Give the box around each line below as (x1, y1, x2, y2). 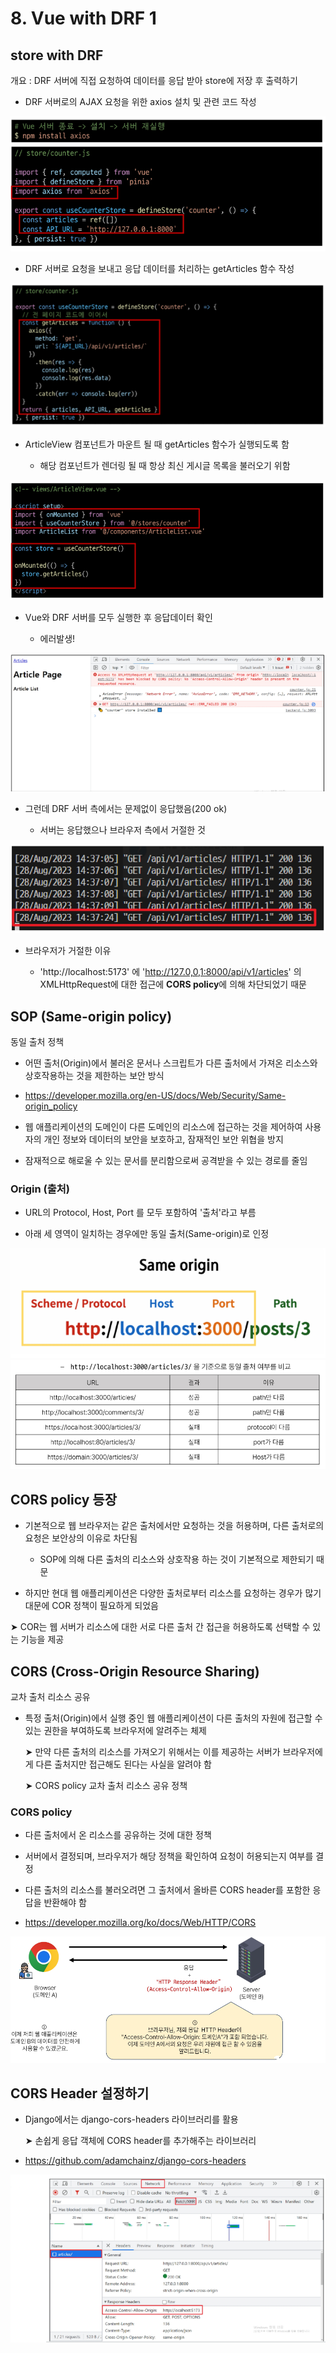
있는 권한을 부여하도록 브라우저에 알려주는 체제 (24, 1724, 207, 1736)
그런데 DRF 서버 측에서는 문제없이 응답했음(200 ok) (24, 803, 228, 815)
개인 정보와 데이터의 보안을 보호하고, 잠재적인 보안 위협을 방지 (43, 1133, 284, 1145)
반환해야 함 (43, 1897, 87, 1909)
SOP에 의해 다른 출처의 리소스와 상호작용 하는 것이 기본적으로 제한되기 (39, 1553, 315, 1566)
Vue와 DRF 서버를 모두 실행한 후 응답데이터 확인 (24, 611, 213, 623)
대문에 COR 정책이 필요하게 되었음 (24, 1600, 159, 1612)
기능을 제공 (20, 1633, 65, 1646)
